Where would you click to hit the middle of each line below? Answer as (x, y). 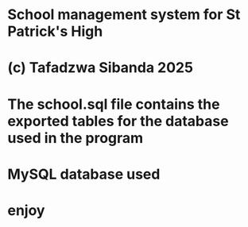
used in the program (76, 138)
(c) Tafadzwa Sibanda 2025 (101, 68)
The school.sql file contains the (114, 104)
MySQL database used (84, 174)
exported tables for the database (118, 121)
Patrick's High (55, 31)
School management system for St (124, 15)
